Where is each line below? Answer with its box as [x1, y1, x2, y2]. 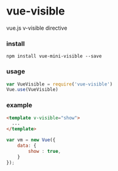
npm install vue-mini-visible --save [6, 53, 102, 59]
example [6, 101, 32, 110]
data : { [17, 142, 36, 149]
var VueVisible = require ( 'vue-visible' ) [6, 81, 113, 87]
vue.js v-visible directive [6, 24, 68, 32]
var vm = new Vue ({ [6, 137, 56, 143]
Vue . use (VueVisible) [6, 87, 59, 93]
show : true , [28, 148, 61, 154]
